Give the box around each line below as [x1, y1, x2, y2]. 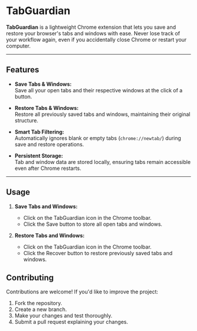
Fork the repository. [14, 300, 63, 307]
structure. [14, 116, 39, 124]
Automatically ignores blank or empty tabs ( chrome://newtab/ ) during [14, 134, 182, 142]
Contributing [6, 272, 54, 283]
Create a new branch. [14, 306, 67, 313]
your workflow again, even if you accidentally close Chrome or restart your [6, 36, 187, 43]
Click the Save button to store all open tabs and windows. [23, 220, 162, 228]
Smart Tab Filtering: [14, 128, 64, 135]
